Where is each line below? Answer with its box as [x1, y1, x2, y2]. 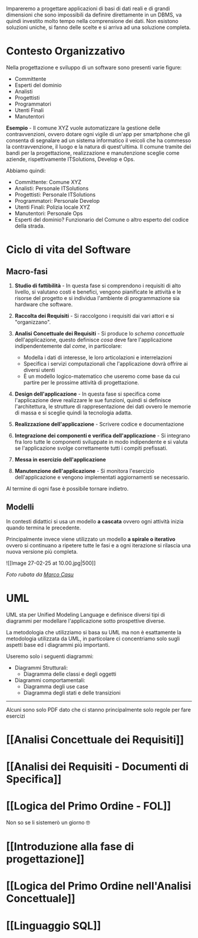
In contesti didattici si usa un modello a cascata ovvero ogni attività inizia [6, 518, 184, 525]
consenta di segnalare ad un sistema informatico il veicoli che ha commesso [6, 137, 192, 144]
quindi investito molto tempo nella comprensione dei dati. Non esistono [6, 18, 179, 24]
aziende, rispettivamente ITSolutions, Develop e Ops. [6, 156, 136, 163]
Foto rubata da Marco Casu [6, 571, 74, 578]
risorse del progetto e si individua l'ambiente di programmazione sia [14, 294, 180, 301]
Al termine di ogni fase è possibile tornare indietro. [6, 485, 129, 492]
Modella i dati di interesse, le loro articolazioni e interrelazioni [23, 354, 173, 361]
